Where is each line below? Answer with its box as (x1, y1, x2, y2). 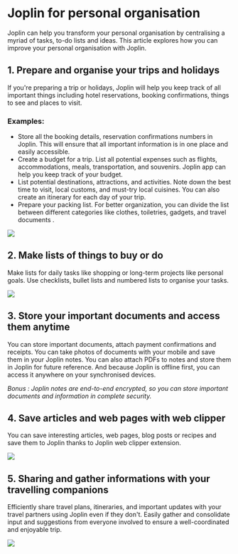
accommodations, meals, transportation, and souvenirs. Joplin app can (17, 162, 226, 172)
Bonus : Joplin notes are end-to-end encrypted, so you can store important (7, 384, 229, 392)
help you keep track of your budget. (17, 170, 123, 179)
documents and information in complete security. (7, 392, 152, 400)
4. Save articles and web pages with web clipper (7, 412, 226, 424)
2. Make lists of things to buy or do (7, 249, 163, 261)
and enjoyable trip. (7, 526, 63, 534)
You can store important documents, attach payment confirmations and (7, 340, 217, 348)
